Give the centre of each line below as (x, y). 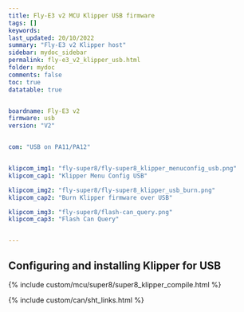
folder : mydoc (32, 68)
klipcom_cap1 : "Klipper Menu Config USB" (78, 176)
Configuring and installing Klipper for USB (115, 265)
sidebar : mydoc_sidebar (48, 53)
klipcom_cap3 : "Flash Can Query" (64, 220)
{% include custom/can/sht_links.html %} (77, 300)
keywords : (25, 30)
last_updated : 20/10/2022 (51, 38)
